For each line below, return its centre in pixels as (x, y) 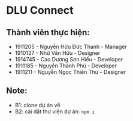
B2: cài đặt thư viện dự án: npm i (55, 111)
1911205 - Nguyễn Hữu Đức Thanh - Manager (71, 46)
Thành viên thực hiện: (48, 32)
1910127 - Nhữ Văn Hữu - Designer (58, 53)
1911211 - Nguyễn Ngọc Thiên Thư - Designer (70, 72)
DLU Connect (40, 10)
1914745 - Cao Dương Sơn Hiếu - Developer (69, 59)
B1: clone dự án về (37, 105)
